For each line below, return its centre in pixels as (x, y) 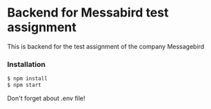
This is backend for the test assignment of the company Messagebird (106, 46)
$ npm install (28, 79)
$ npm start (24, 85)
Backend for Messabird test (88, 13)
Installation (27, 64)
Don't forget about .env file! (46, 98)
